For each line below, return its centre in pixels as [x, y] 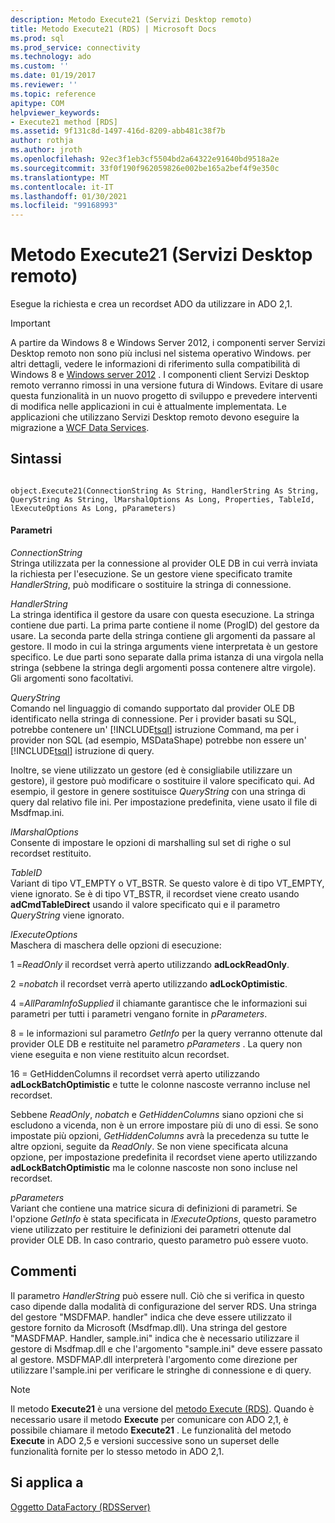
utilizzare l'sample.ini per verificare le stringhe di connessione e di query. [161, 1370]
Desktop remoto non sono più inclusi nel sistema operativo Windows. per [161, 353]
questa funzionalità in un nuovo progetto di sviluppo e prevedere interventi [164, 396]
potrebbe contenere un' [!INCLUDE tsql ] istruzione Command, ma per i [154, 730]
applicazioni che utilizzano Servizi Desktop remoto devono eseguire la [155, 417]
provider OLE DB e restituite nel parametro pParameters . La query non [156, 1044]
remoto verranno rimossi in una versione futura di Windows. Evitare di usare [167, 385]
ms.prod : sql [37, 38]
